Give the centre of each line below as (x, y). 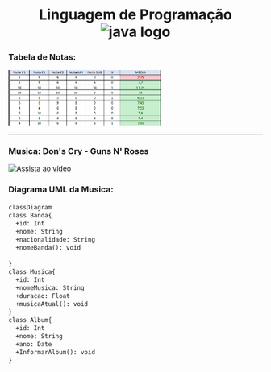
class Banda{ (30, 215)
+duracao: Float (43, 296)
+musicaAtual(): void (52, 304)
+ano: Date (34, 344)
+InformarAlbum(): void (55, 352)
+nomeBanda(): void (48, 247)
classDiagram (30, 207)
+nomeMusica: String (50, 287)
